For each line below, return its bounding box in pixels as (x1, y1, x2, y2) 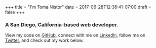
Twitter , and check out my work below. (5, 37, 84, 43)
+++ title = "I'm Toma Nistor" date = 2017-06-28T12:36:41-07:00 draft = (5, 4, 152, 10)
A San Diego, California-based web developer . (5, 21, 118, 28)
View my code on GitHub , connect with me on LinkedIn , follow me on (5, 32, 146, 38)
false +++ (5, 9, 25, 15)
